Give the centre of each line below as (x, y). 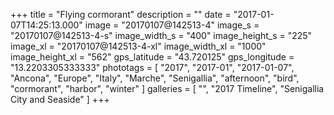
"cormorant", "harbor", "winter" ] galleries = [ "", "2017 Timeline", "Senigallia (167, 88)
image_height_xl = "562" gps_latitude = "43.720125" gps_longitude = (152, 57)
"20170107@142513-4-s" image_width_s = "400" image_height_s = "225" (161, 35)
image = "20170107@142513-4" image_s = (172, 25)
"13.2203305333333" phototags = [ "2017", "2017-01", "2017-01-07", (152, 67)
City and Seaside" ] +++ (60, 99)
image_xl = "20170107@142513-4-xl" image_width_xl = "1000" (138, 46)
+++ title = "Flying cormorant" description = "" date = (121, 14)
